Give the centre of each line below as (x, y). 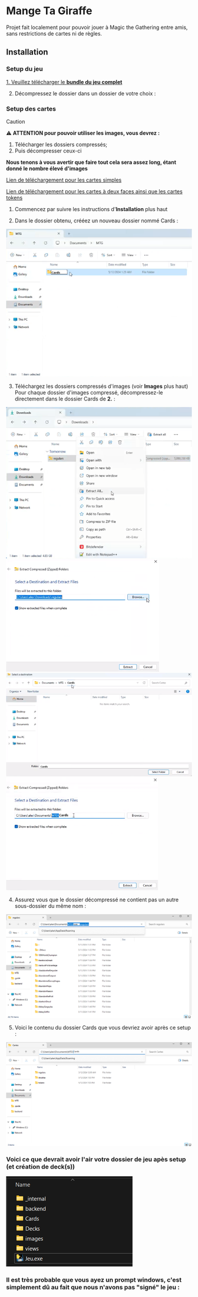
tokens (14, 198)
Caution (16, 121)
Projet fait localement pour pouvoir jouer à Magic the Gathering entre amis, (97, 27)
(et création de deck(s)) (41, 1166)
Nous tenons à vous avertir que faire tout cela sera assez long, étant (91, 162)
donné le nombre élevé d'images (47, 168)
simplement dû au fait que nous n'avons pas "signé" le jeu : (93, 1288)
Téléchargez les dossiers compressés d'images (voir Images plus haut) (101, 386)
